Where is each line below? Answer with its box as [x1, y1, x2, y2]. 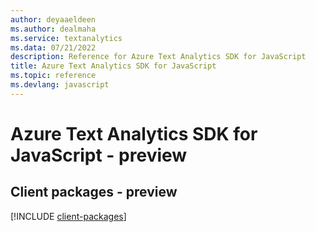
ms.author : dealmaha [10, 24, 97, 34]
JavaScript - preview [10, 144, 188, 166]
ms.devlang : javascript [10, 80, 110, 90]
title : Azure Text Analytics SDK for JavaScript [10, 61, 217, 71]
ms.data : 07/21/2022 [10, 42, 97, 53]
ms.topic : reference [10, 71, 97, 81]
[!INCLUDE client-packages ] [10, 210, 127, 222]
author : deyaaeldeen [10, 14, 97, 25]
